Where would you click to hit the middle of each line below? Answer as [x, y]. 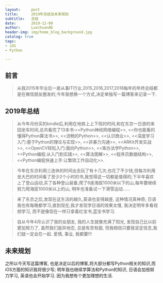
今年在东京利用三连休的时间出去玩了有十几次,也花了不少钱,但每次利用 [86, 170]
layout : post [23, 9]
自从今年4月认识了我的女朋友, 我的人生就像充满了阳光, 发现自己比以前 [87, 222]
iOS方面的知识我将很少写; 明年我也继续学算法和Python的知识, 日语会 [73, 269]
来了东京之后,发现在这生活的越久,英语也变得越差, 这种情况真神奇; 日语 [86, 199]
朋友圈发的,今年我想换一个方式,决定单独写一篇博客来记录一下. [95, 94]
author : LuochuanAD [29, 28]
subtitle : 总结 [22, 19]
